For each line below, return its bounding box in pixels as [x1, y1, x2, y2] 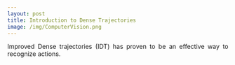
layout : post [7, 10, 46, 17]
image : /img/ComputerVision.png [7, 23, 102, 30]
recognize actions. [7, 50, 61, 58]
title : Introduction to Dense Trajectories [7, 17, 137, 24]
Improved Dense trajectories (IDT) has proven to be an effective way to [7, 43, 229, 51]
